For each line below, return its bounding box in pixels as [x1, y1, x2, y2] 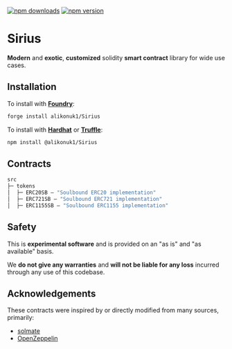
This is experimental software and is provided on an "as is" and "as [7, 240, 202, 248]
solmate [17, 327, 40, 335]
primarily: [7, 314, 35, 322]
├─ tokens [7, 183, 36, 190]
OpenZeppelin [17, 334, 58, 343]
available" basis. [7, 247, 54, 256]
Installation [7, 81, 57, 93]
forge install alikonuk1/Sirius [7, 113, 100, 120]
